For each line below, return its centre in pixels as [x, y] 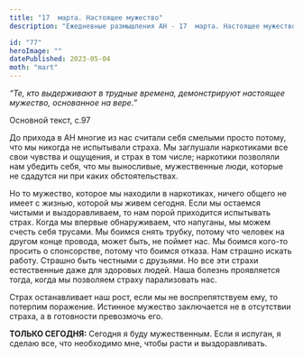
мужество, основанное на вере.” [73, 103]
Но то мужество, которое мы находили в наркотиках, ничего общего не [148, 193]
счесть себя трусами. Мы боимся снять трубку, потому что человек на [147, 232]
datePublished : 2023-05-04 [60, 59]
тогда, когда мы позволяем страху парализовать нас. [113, 279]
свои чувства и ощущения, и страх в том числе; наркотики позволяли [144, 157]
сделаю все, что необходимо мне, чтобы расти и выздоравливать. [138, 343]
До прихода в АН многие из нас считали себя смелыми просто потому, [148, 137]
